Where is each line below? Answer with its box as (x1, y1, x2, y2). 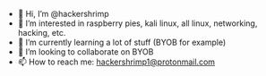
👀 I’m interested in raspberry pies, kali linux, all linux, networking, (17, 18, 258, 29)
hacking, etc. (17, 28, 66, 38)
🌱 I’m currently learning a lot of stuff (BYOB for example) (17, 37, 227, 47)
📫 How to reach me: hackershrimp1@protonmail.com (17, 56, 216, 67)
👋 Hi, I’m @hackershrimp (17, 9, 109, 19)
